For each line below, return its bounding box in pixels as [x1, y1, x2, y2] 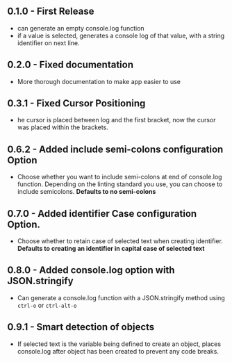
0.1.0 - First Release [7, 6, 94, 17]
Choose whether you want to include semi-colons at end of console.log [17, 173, 222, 181]
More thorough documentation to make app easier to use [17, 77, 181, 85]
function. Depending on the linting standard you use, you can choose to [17, 180, 223, 188]
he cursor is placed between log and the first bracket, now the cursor [17, 116, 216, 124]
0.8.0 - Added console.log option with [7, 264, 175, 277]
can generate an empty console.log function [17, 24, 144, 32]
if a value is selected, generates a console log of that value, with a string [17, 31, 225, 40]
